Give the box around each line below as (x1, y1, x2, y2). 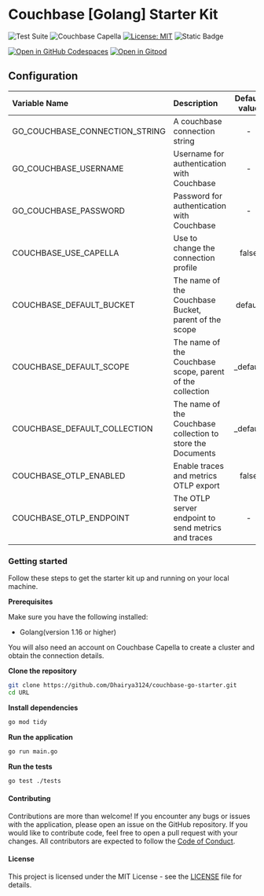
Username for (173, 148, 225, 159)
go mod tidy (8, 718, 47, 726)
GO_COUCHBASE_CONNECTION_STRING (12, 126, 167, 137)
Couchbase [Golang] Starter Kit (8, 5, 218, 24)
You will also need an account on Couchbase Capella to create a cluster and (8, 642, 255, 653)
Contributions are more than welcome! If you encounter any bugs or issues (8, 811, 251, 821)
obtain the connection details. (8, 651, 104, 660)
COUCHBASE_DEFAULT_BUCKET (12, 299, 135, 310)
